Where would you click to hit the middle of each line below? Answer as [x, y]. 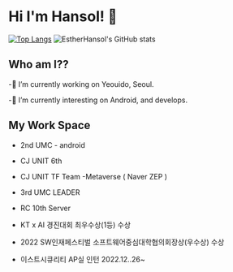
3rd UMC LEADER [50, 192]
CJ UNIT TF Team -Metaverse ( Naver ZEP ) [94, 176]
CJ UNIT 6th [41, 161]
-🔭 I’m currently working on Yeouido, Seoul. [81, 84]
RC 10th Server [45, 208]
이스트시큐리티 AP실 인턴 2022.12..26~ [83, 259]
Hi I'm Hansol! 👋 [63, 17]
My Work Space [50, 125]
